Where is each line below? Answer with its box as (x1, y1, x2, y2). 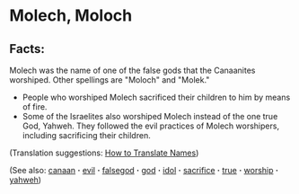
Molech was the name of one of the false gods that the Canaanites (9, 65, 256, 75)
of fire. (22, 101, 48, 112)
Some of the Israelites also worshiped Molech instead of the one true (22, 111, 278, 121)
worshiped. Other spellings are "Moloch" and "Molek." (9, 75, 210, 85)
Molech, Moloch (9, 5, 133, 26)
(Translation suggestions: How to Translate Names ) (9, 147, 199, 158)
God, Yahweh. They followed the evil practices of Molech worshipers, (22, 120, 280, 131)
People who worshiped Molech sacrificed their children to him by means (22, 92, 291, 102)
